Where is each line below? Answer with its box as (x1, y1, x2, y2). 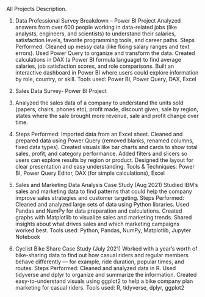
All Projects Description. (6, 5, 67, 12)
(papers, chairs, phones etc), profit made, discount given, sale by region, (15, 106, 198, 112)
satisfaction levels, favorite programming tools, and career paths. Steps (15, 37, 195, 43)
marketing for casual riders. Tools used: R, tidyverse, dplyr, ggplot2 (15, 284, 185, 291)
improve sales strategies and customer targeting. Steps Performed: (15, 194, 184, 201)
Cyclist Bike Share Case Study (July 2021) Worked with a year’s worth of (15, 245, 198, 252)
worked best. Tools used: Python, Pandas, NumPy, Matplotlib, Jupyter (15, 227, 191, 234)
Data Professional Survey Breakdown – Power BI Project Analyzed (15, 17, 181, 24)
